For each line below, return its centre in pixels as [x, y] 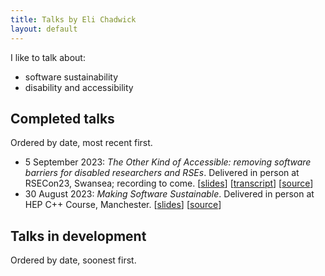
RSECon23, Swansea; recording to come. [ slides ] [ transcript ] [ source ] [169, 183]
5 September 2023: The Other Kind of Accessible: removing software [168, 162]
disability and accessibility [79, 87]
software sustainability [71, 77]
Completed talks [62, 118]
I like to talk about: [48, 57]
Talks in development [78, 236]
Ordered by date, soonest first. [73, 260]
